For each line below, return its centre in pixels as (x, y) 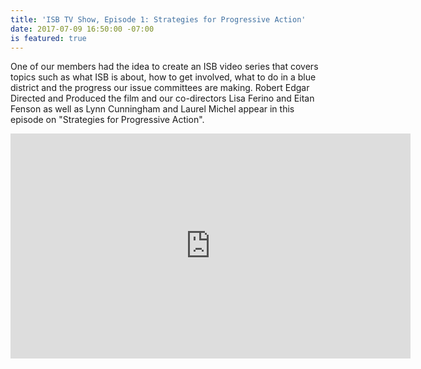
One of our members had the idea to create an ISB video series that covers (164, 67)
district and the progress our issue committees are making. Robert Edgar (160, 88)
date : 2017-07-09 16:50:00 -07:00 (82, 29)
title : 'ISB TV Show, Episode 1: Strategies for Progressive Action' (158, 19)
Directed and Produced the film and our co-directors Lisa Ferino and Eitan (162, 98)
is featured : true (48, 38)
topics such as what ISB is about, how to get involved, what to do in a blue (163, 77)
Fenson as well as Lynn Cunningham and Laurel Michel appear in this (152, 109)
